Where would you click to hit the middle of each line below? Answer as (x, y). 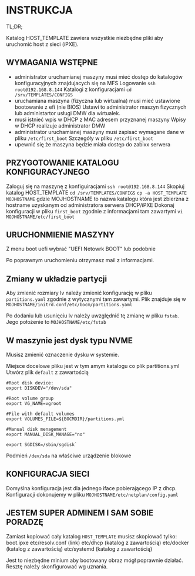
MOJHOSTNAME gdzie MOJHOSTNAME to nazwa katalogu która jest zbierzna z (97, 199)
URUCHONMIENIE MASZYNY (60, 235)
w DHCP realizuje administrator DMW (60, 125)
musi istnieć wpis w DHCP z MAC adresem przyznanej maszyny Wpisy (100, 119)
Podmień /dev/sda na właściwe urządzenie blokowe (69, 456)
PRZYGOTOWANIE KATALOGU (63, 163)
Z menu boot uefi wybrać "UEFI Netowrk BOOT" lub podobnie (81, 249)
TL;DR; (14, 26)
